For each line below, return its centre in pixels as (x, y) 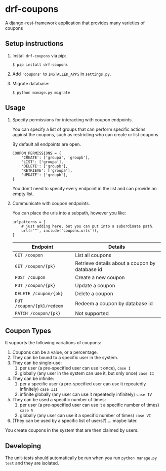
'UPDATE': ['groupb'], (45, 175)
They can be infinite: (33, 379)
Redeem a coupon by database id (114, 303)
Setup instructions (34, 44)
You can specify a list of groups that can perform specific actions (79, 129)
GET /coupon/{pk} (35, 266)
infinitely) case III (39, 389)
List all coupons (93, 255)
